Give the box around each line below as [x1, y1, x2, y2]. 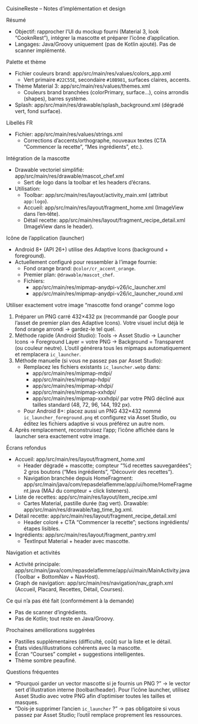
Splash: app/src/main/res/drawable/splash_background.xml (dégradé [14, 101, 184, 109]
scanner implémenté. [14, 47, 67, 54]
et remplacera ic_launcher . [14, 351, 81, 358]
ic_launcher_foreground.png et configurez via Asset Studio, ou [23, 414, 177, 420]
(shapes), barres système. [23, 95, 87, 102]
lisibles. [41, 525, 60, 532]
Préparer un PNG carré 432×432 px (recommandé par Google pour [14, 313, 179, 320]
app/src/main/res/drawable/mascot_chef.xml [14, 173, 125, 180]
